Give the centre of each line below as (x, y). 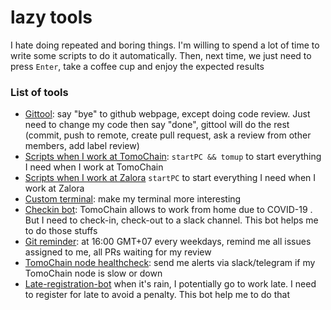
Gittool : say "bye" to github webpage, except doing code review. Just (167, 114)
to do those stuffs (61, 231)
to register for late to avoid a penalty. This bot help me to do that (157, 295)
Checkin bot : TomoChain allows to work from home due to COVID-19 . (168, 210)
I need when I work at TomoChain (94, 167)
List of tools (39, 92)
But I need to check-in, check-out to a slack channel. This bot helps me (171, 220)
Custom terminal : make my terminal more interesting (133, 199)
